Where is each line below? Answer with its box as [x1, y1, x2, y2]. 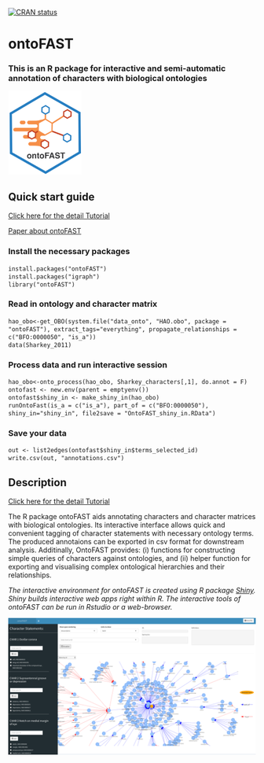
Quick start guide [8, 190, 95, 204]
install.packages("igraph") [8, 272, 101, 281]
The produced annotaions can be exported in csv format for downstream [8, 537, 244, 547]
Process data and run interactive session [8, 359, 167, 370]
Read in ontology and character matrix [8, 299, 158, 310]
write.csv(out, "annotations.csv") [8, 455, 125, 463]
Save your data [8, 428, 67, 439]
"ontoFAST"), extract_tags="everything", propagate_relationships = [8, 325, 237, 334]
